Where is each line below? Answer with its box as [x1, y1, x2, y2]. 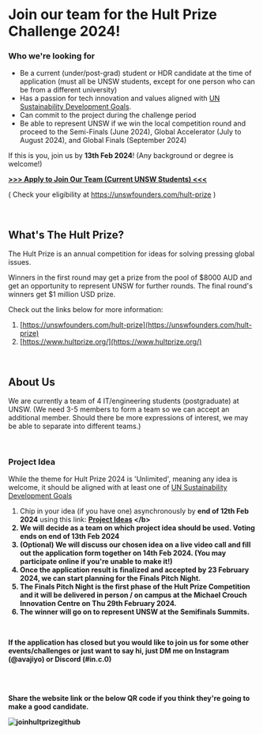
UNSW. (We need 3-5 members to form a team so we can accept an [8, 405, 230, 414]
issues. [8, 258, 32, 267]
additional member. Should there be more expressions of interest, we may [8, 413, 249, 423]
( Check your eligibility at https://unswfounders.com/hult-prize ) [8, 190, 216, 199]
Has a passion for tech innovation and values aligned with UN [19, 93, 220, 104]
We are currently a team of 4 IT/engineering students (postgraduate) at [8, 397, 239, 406]
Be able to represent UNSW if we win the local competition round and [19, 119, 246, 128]
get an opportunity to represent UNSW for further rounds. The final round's [8, 281, 253, 291]
